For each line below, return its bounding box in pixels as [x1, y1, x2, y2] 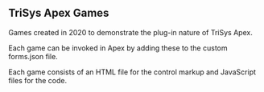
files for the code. [8, 75, 67, 85]
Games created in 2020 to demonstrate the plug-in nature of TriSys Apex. [8, 27, 254, 37]
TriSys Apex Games [8, 6, 109, 20]
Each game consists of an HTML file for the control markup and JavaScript [8, 67, 256, 77]
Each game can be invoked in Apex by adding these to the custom [8, 43, 228, 53]
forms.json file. [8, 51, 58, 61]
